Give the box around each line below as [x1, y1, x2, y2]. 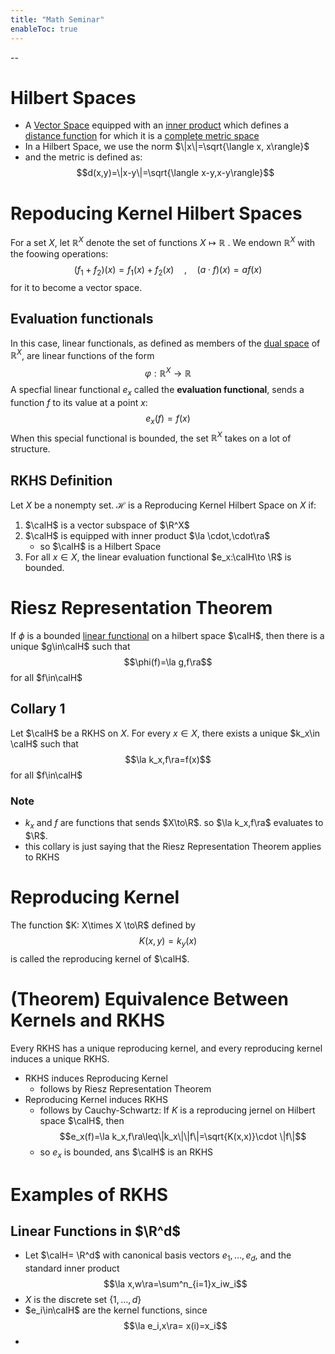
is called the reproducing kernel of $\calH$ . [10, 952, 190, 965]
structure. [10, 443, 51, 455]
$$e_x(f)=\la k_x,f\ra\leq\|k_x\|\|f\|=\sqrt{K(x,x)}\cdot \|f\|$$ [59, 1130, 307, 1142]
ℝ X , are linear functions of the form [10, 347, 155, 361]
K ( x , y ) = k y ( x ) [138, 934, 198, 949]
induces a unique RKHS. [10, 1052, 110, 1065]
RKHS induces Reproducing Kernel [24, 1072, 168, 1084]
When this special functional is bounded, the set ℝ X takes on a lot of [10, 430, 292, 444]
